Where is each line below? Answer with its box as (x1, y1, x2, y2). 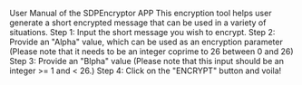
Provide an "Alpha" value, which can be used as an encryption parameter (9, 36, 283, 47)
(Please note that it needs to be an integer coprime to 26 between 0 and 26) (9, 46, 294, 57)
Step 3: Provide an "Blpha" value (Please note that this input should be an (9, 56, 284, 66)
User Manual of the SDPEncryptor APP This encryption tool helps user (9, 8, 272, 18)
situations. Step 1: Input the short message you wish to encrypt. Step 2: (9, 27, 276, 37)
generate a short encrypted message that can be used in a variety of (9, 17, 267, 28)
